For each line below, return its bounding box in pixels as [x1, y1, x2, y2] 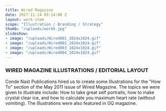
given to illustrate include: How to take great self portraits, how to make [5, 89, 155, 95]
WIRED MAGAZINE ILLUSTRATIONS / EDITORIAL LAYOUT [5, 67, 149, 74]
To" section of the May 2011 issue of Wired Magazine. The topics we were [5, 84, 160, 90]
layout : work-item [5, 17, 44, 22]
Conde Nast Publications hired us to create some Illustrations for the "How [5, 78, 161, 85]
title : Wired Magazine [5, 7, 53, 13]
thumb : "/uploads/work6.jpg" [5, 26, 67, 32]
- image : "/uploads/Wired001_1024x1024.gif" [5, 36, 101, 41]
